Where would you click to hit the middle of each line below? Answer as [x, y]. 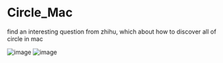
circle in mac [25, 38]
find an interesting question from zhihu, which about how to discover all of [112, 32]
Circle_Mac [40, 13]
